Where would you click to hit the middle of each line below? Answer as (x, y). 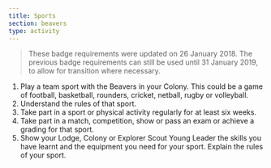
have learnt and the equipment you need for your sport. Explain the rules (142, 147)
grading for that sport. (57, 129)
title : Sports (32, 16)
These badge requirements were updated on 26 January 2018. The (140, 54)
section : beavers (38, 23)
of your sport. (43, 155)
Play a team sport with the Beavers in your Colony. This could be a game (142, 86)
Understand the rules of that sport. (78, 104)
